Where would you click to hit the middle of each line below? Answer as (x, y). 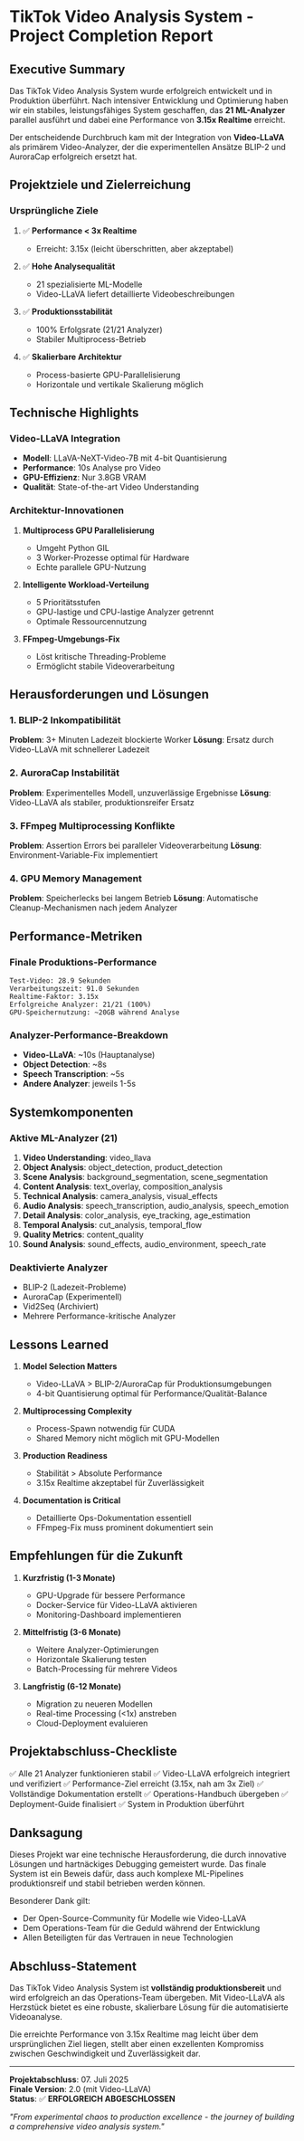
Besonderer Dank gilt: (50, 1901)
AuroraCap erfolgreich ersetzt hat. (73, 157)
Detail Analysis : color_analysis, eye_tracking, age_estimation (136, 1215)
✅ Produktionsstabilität (67, 311)
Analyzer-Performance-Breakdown (89, 1035)
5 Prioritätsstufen (68, 602)
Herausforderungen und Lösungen (109, 695)
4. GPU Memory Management (76, 878)
